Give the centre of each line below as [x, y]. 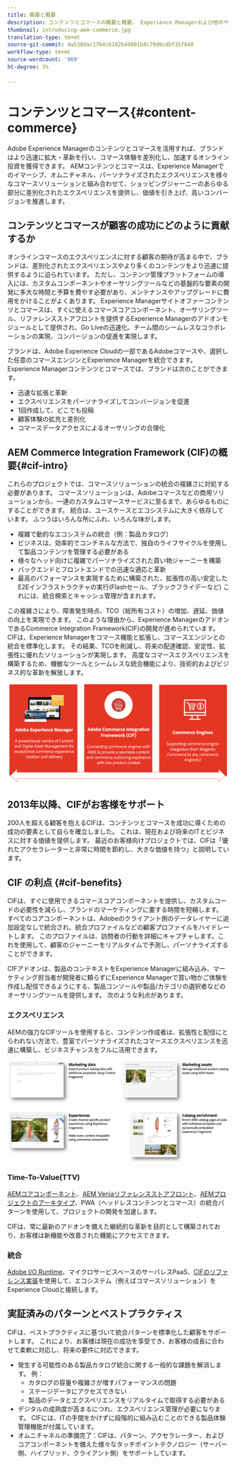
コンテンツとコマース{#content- [102, 112]
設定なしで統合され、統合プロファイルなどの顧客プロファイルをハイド [115, 927]
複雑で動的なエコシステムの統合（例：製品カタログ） [95, 534]
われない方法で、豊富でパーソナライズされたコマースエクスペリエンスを [117, 1041]
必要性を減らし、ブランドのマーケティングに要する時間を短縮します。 [121, 910]
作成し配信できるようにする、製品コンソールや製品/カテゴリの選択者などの [116, 987]
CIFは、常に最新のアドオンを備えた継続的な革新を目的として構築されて [111, 1226]
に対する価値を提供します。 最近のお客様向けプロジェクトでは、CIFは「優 [121, 841]
